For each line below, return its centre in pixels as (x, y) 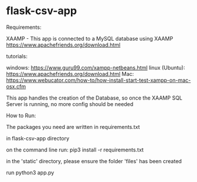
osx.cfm (16, 86)
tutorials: (17, 56)
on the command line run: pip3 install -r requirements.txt (75, 150)
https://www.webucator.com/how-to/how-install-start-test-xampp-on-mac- (98, 80)
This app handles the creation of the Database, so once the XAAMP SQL (94, 98)
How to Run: (21, 115)
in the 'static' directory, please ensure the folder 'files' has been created (94, 161)
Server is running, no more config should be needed (70, 104)
